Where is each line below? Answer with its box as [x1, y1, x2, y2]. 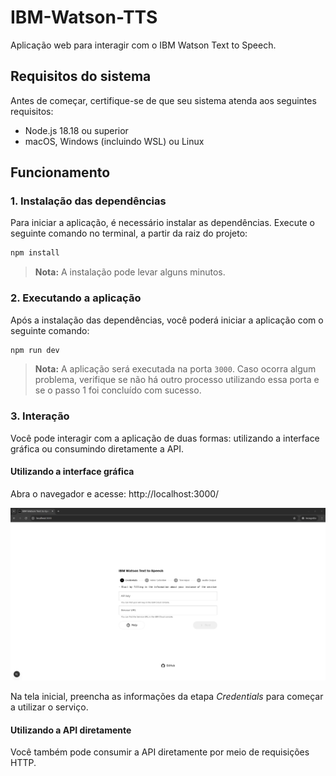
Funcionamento [10, 164, 111, 181]
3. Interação [10, 409, 70, 423]
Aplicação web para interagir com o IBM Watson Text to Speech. [10, 39, 277, 51]
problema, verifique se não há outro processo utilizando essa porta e [34, 374, 320, 386]
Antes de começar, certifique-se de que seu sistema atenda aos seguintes [10, 94, 317, 106]
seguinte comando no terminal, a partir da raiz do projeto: [10, 227, 248, 240]
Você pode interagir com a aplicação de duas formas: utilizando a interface [10, 432, 320, 444]
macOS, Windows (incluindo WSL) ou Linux [24, 135, 205, 147]
